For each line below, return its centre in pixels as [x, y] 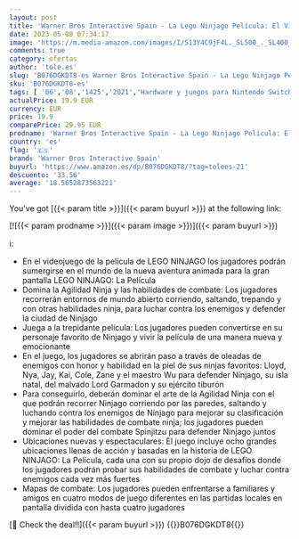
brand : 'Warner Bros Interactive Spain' [85, 158]
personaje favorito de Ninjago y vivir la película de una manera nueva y [152, 337]
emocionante [46, 347]
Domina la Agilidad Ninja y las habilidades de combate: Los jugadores [149, 290]
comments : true [37, 51]
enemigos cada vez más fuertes [81, 479]
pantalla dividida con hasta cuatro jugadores [103, 508]
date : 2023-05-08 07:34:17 [59, 34]
